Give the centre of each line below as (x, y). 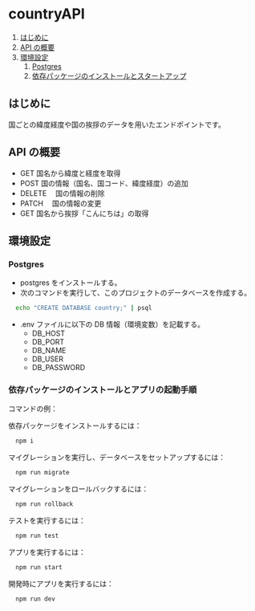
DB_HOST (49, 333)
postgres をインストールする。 (71, 283)
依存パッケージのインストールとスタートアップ (109, 75)
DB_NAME (49, 351)
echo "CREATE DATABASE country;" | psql (84, 308)
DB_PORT (48, 342)
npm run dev (36, 599)
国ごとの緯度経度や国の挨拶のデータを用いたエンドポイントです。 (117, 124)
